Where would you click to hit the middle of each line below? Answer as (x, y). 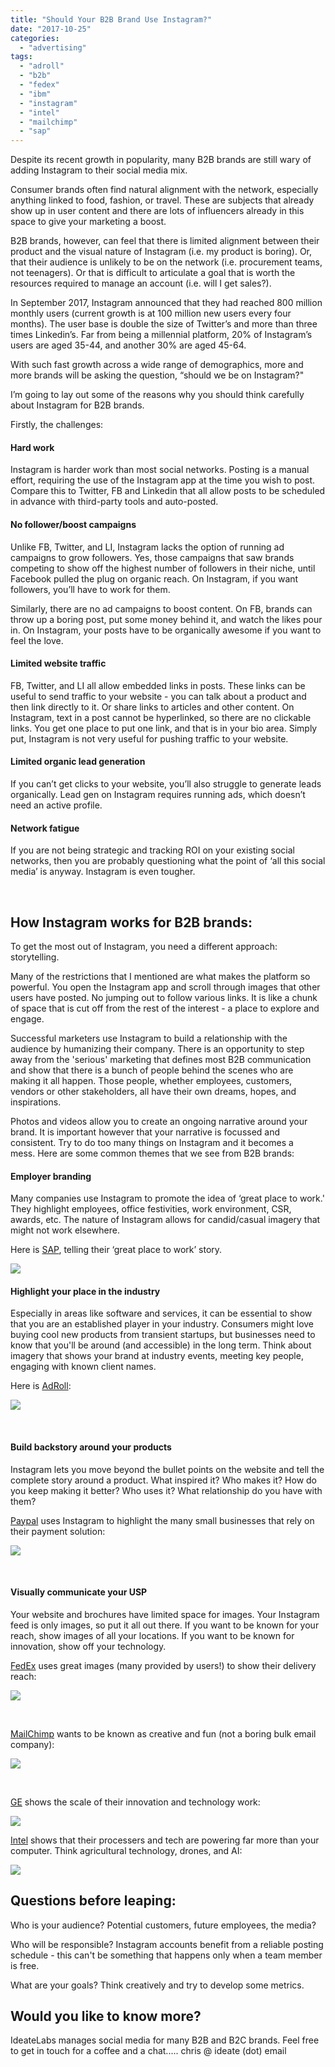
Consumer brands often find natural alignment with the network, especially (164, 190)
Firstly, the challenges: (57, 425)
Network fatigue (45, 828)
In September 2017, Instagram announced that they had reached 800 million (166, 303)
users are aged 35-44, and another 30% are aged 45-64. (128, 345)
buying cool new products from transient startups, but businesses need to (163, 1335)
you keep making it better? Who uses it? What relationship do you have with (166, 1490)
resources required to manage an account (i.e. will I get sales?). (141, 283)
